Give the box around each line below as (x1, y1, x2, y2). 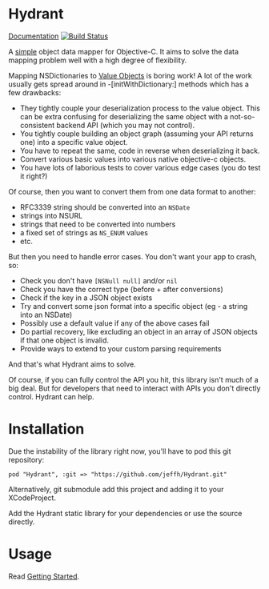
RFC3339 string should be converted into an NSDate (19, 202, 191, 212)
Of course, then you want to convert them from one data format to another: (8, 186, 256, 196)
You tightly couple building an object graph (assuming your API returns (19, 129, 254, 138)
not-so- (229, 111, 255, 121)
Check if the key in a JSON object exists (19, 293, 153, 303)
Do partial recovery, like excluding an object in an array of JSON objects (19, 327, 258, 336)
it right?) (19, 171, 48, 181)
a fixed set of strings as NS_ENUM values (19, 227, 148, 237)
